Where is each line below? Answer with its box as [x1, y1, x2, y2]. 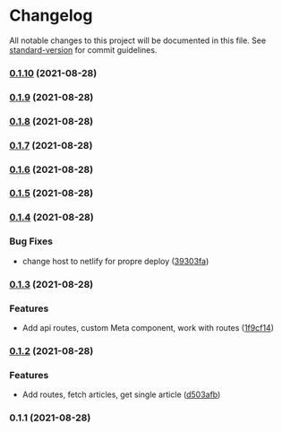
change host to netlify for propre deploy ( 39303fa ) [21, 255, 209, 266]
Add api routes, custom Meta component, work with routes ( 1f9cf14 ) [21, 322, 275, 333]
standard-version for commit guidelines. [9, 44, 158, 55]
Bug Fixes [9, 235, 54, 247]
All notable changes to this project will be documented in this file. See [9, 35, 267, 46]
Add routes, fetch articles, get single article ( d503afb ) [21, 389, 221, 400]
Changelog [9, 5, 93, 26]
